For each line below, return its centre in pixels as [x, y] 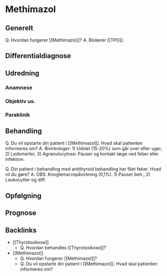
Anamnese [19, 87]
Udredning [22, 73]
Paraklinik [18, 115]
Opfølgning [23, 196]
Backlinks [21, 230]
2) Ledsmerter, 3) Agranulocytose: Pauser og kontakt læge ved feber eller [82, 154]
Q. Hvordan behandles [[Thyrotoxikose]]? [63, 247]
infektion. [15, 159]
